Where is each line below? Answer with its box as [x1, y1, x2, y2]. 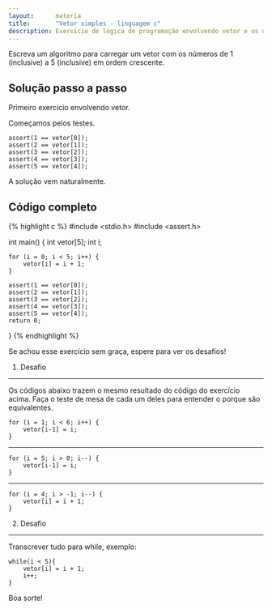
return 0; [8, 317, 42, 325]
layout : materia [8, 11, 82, 20]
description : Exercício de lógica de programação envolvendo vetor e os [8, 27, 259, 35]
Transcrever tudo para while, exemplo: [8, 542, 137, 552]
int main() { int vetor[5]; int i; [8, 237, 103, 247]
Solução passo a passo [8, 81, 128, 95]
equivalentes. [8, 402, 53, 412]
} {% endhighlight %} [8, 331, 79, 340]
